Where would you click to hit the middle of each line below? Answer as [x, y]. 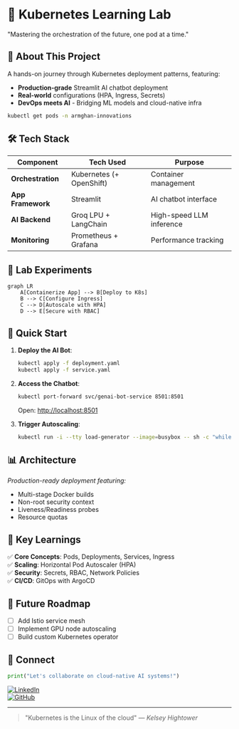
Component [37, 162]
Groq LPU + [90, 215]
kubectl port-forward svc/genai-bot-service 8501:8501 [101, 397]
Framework [31, 204]
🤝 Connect [31, 660]
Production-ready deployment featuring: [67, 481]
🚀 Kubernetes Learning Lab [89, 15]
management [173, 183]
